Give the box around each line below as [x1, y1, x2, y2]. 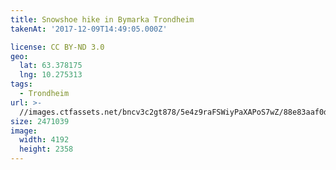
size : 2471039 [10, 116, 70, 126]
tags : [10, 79, 33, 90]
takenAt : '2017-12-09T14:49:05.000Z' [10, 24, 168, 34]
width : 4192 [19, 135, 70, 145]
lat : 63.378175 [19, 61, 83, 71]
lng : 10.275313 [19, 70, 83, 80]
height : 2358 [19, 144, 74, 155]
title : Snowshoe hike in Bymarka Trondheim [10, 14, 195, 25]
